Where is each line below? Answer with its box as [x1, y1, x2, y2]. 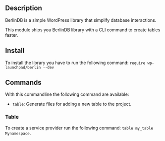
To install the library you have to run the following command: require [5, 60, 146, 66]
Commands [5, 78, 42, 87]
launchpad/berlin [5, 65, 41, 70]
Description [5, 4, 42, 12]
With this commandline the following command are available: [5, 91, 129, 97]
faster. [5, 32, 18, 38]
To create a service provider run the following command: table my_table [5, 125, 154, 131]
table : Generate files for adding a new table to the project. [12, 101, 132, 107]
